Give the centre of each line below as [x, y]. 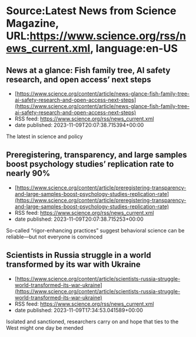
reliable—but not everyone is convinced [54, 237]
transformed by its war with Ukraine [73, 265]
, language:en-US [134, 49]
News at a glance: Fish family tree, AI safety [88, 70]
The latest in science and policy [45, 136]
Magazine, [32, 23]
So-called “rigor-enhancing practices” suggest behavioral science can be [95, 230]
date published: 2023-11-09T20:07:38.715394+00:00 [79, 125]
